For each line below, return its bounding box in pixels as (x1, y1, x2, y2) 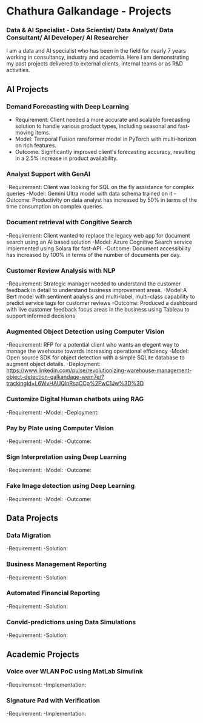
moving (15, 129, 35, 136)
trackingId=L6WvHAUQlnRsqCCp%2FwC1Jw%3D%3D (6, 380, 144, 387)
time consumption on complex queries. (6, 203, 104, 210)
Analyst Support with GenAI (6, 170, 91, 178)
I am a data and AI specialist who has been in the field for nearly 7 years (6, 47, 187, 55)
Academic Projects (6, 649, 80, 659)
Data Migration (6, 531, 52, 539)
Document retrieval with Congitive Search (6, 218, 132, 227)
